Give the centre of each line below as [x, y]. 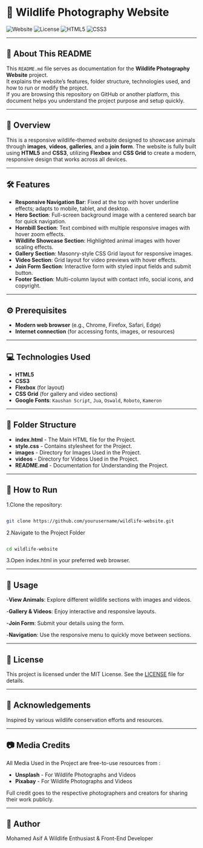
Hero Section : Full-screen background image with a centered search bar [105, 215]
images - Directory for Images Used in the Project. [78, 452]
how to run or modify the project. [47, 88]
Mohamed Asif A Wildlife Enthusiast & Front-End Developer [80, 838]
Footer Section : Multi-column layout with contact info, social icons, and [104, 279]
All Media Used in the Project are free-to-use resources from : [84, 763]
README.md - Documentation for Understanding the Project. [92, 465]
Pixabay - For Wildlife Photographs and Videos [74, 781]
